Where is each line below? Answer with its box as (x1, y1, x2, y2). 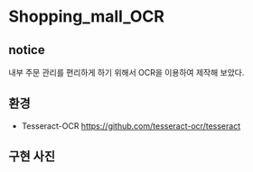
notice (8, 42, 46, 58)
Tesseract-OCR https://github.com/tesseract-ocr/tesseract (21, 120, 241, 131)
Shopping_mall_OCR (8, 6, 164, 27)
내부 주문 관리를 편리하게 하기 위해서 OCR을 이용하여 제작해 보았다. (8, 68, 245, 77)
